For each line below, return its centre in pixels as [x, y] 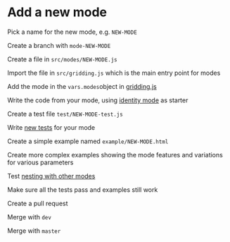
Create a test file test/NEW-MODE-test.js [65, 114]
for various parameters [40, 162]
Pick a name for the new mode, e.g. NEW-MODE [72, 32]
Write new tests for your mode [51, 127]
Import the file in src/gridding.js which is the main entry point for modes [114, 73]
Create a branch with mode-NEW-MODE [59, 45]
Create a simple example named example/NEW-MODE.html [88, 141]
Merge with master [34, 231]
